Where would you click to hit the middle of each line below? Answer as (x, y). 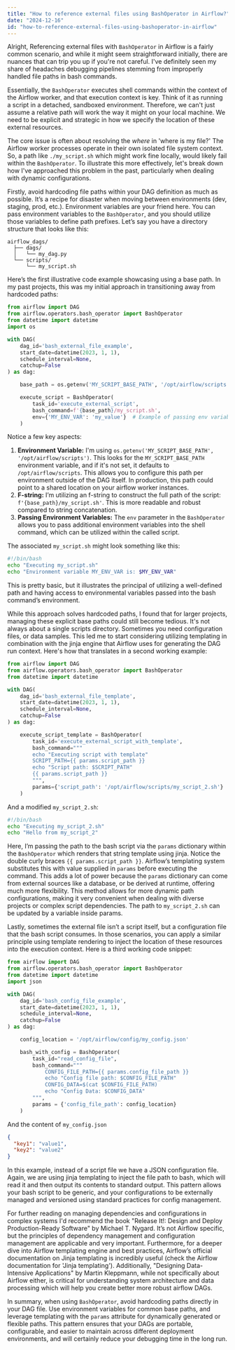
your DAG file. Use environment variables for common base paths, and (109, 1309)
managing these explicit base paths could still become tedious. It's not (109, 621)
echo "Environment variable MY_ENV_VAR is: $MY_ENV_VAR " (92, 572)
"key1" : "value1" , (41, 1144)
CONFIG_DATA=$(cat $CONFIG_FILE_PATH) (101, 1085)
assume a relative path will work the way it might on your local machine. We (116, 112)
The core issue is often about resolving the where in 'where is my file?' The (115, 141)
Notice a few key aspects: (44, 437)
